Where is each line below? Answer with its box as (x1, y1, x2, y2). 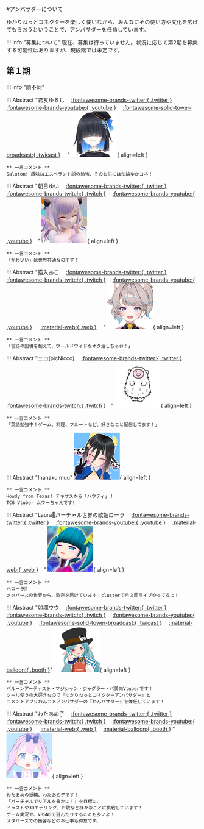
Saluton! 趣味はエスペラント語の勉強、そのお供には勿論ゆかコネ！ (6, 171, 153, 177)
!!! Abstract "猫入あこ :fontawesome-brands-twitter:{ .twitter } (6, 268, 167, 276)
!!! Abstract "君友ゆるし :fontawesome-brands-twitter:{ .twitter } (6, 96, 172, 104)
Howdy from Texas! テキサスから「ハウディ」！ (6, 493, 114, 499)
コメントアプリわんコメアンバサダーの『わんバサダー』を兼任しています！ (6, 699, 165, 705)
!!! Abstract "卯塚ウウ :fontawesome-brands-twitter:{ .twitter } (6, 603, 167, 611)
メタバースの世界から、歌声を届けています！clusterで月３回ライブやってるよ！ (6, 592, 180, 599)
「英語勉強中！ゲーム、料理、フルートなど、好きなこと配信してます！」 (6, 421, 160, 428)
